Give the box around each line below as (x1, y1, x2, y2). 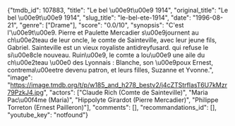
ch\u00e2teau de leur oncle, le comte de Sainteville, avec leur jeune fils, (7, 36, 217, 44)
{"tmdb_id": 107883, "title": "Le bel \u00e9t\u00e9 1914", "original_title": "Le (7, 6, 228, 14)
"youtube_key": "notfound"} (7, 111, 89, 119)
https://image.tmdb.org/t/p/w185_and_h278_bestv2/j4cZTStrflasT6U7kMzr (10, 81, 228, 89)
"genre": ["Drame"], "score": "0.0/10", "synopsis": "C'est (19, 21, 184, 29)
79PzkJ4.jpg (7, 88, 44, 96)
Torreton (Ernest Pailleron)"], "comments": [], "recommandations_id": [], (7, 103, 217, 111)
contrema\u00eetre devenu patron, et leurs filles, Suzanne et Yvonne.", (7, 66, 214, 74)
